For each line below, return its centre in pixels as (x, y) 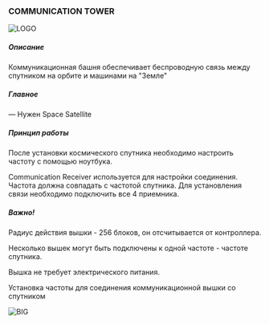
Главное (23, 94)
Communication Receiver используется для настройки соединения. (123, 177)
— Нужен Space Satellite (50, 115)
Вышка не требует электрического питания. (84, 272)
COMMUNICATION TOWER (61, 11)
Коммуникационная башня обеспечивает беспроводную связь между (129, 67)
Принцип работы (39, 132)
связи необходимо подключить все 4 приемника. (94, 194)
